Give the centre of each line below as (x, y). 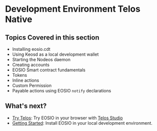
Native (19, 19)
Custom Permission (32, 86)
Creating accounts (31, 65)
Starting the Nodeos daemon (41, 59)
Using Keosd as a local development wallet (55, 54)
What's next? (26, 106)
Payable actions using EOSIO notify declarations (62, 91)
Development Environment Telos (73, 9)
